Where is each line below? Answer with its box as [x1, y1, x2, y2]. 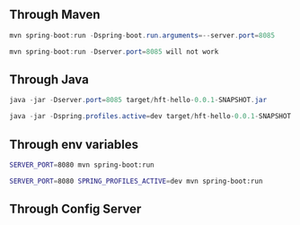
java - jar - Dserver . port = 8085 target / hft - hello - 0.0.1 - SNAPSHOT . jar [9, 96, 268, 105]
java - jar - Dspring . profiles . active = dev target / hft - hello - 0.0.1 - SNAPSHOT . [9, 112, 296, 121]
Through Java [9, 72, 90, 87]
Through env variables [9, 136, 139, 151]
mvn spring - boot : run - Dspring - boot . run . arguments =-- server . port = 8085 [9, 30, 276, 39]
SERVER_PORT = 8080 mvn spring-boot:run [9, 160, 154, 169]
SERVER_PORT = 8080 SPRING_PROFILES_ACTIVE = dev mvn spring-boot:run [9, 177, 263, 186]
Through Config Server [9, 202, 142, 217]
